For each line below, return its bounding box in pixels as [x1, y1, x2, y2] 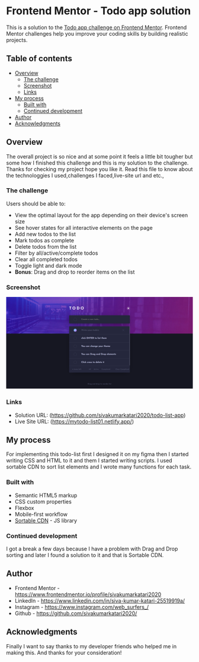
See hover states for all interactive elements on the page [14, 224, 153, 231]
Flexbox [14, 504, 34, 511]
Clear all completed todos [14, 255, 78, 262]
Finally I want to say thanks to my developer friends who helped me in [6, 642, 176, 650]
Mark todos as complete [14, 236, 75, 244]
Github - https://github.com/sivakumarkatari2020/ [14, 610, 137, 617]
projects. [6, 36, 28, 43]
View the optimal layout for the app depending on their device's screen [14, 211, 188, 218]
